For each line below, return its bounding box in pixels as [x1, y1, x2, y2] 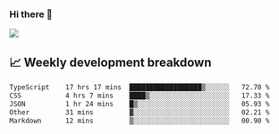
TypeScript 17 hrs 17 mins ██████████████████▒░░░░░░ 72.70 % [9, 83, 270, 92]
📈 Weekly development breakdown [9, 54, 212, 70]
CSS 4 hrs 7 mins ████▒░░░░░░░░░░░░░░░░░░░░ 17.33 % [9, 91, 270, 100]
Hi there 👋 [9, 8, 54, 21]
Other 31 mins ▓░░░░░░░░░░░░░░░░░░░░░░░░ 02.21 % [9, 107, 270, 117]
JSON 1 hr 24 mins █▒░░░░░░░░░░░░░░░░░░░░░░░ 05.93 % [9, 99, 270, 108]
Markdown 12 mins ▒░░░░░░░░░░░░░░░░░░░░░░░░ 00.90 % [9, 116, 270, 125]
